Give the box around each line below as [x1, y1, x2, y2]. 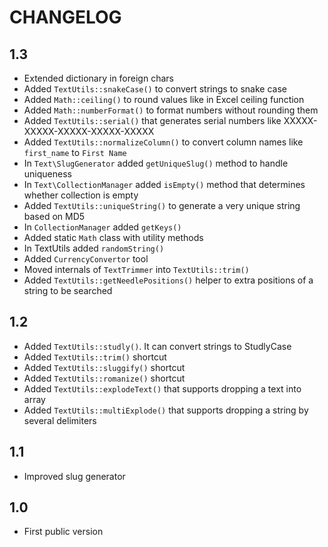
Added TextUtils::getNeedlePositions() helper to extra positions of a [23, 274, 314, 286]
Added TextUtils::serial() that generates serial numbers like [23, 115, 282, 126]
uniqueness [23, 168, 72, 180]
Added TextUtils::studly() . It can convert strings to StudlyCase [23, 340, 292, 352]
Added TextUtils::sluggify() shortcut [23, 361, 186, 373]
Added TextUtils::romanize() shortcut [23, 372, 186, 384]
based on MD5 [23, 211, 86, 222]
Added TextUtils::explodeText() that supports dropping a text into [23, 382, 302, 395]
